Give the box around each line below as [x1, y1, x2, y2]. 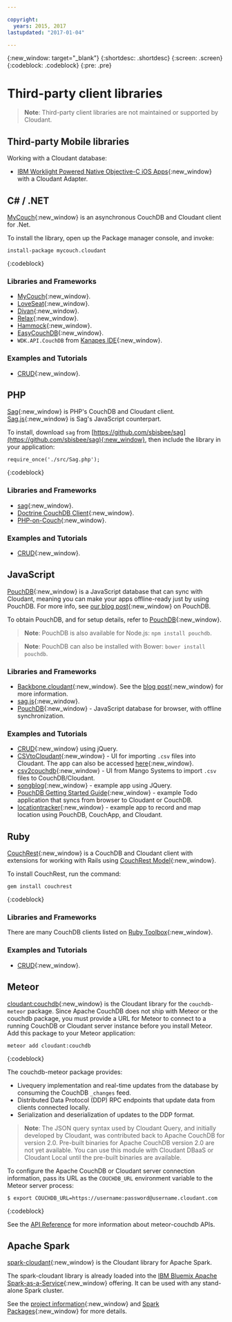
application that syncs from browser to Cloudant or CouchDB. [17, 796, 193, 805]
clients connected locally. [17, 1103, 90, 1111]
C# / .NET [7, 195, 50, 207]
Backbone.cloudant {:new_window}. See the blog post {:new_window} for [17, 682, 224, 691]
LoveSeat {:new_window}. [17, 300, 90, 308]
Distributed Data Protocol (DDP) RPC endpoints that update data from [17, 1095, 215, 1104]
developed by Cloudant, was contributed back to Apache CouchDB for [23, 1131, 225, 1140]
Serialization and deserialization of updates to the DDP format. [17, 1110, 195, 1119]
